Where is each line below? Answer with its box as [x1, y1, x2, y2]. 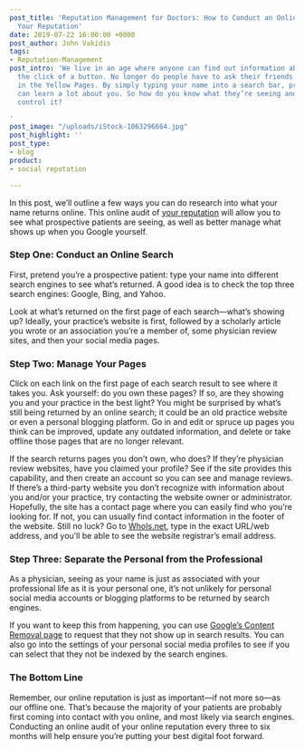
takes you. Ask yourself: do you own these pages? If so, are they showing [9, 388, 284, 399]
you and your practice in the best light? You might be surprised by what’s [9, 398, 282, 409]
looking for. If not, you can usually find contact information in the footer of [9, 511, 285, 522]
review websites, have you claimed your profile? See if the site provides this [9, 463, 292, 474]
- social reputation [9, 164, 88, 173]
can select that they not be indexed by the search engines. [9, 649, 228, 659]
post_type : [9, 139, 51, 149]
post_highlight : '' [9, 130, 83, 140]
